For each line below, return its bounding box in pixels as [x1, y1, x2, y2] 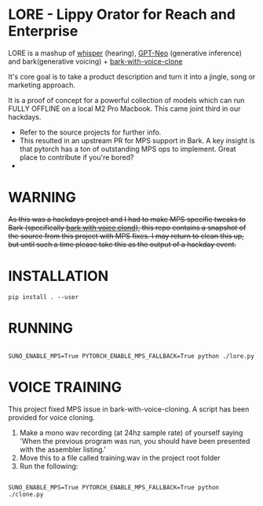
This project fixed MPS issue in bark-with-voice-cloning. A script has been [8, 404, 250, 414]
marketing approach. [8, 80, 76, 90]
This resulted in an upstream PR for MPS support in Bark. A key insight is [19, 135, 255, 145]
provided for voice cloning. [8, 412, 96, 422]
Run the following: [19, 461, 79, 471]
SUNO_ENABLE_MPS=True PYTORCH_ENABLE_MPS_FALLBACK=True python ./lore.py [8, 352, 255, 360]
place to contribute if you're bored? [19, 152, 134, 162]
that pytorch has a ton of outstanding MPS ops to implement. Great [19, 144, 237, 153]
